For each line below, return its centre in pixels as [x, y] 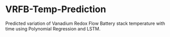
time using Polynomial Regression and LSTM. [53, 28]
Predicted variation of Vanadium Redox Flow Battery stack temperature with [85, 23]
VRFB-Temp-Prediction [56, 9]
